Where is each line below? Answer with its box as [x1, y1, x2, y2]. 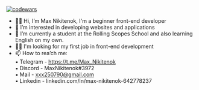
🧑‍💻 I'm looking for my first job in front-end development [14, 43, 154, 50]
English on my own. [14, 37, 64, 43]
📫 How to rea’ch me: [14, 50, 68, 56]
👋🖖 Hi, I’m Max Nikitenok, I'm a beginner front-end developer [14, 17, 167, 24]
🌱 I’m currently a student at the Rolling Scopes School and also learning [14, 30, 193, 37]
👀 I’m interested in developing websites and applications [14, 24, 155, 31]
